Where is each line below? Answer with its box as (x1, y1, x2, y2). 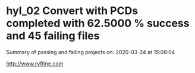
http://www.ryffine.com (6, 60, 64, 67)
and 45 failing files (6, 29, 100, 42)
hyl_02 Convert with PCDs (6, 4, 139, 18)
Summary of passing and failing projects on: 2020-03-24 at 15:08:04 (6, 48, 175, 55)
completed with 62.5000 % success (6, 16, 190, 30)
